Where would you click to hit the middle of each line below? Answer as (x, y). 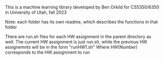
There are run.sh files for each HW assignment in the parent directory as (78, 37)
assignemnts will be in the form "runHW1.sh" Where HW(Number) (71, 47)
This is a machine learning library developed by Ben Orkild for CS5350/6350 (82, 7)
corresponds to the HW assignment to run (47, 52)
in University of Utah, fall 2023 (36, 12)
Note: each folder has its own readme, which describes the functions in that (82, 22)
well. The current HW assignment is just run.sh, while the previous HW (76, 42)
